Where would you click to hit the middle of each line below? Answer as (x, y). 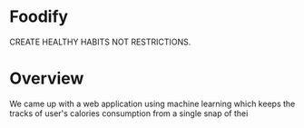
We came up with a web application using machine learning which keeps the (152, 103)
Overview (47, 79)
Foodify (39, 17)
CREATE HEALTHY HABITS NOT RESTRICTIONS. (100, 42)
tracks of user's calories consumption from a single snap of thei (129, 113)
